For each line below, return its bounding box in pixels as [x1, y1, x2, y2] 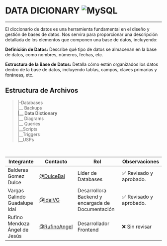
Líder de [78, 169, 97, 176]
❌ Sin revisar [121, 223, 152, 230]
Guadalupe [7, 199, 33, 206]
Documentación [78, 206, 115, 213]
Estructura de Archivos [5, 86, 79, 95]
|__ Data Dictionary [17, 110, 58, 116]
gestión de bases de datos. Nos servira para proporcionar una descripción [5, 31, 158, 37]
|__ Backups [17, 105, 42, 111]
